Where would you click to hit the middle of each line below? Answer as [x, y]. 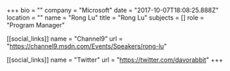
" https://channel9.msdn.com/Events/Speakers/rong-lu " [87, 46]
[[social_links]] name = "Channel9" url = [65, 39]
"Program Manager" [36, 25]
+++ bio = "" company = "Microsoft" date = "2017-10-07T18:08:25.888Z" [113, 10]
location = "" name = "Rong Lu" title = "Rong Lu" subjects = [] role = [106, 18]
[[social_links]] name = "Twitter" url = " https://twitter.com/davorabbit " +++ [115, 60]
